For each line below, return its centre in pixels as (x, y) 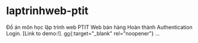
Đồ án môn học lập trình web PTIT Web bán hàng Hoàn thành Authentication (99, 27)
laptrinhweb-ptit (47, 11)
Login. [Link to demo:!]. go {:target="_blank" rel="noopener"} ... (83, 33)
